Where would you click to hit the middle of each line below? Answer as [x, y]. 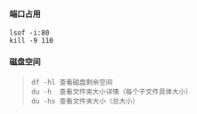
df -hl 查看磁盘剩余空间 [72, 83]
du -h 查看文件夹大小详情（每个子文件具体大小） [111, 92]
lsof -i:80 [29, 33]
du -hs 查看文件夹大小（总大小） [85, 102]
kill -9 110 [31, 41]
